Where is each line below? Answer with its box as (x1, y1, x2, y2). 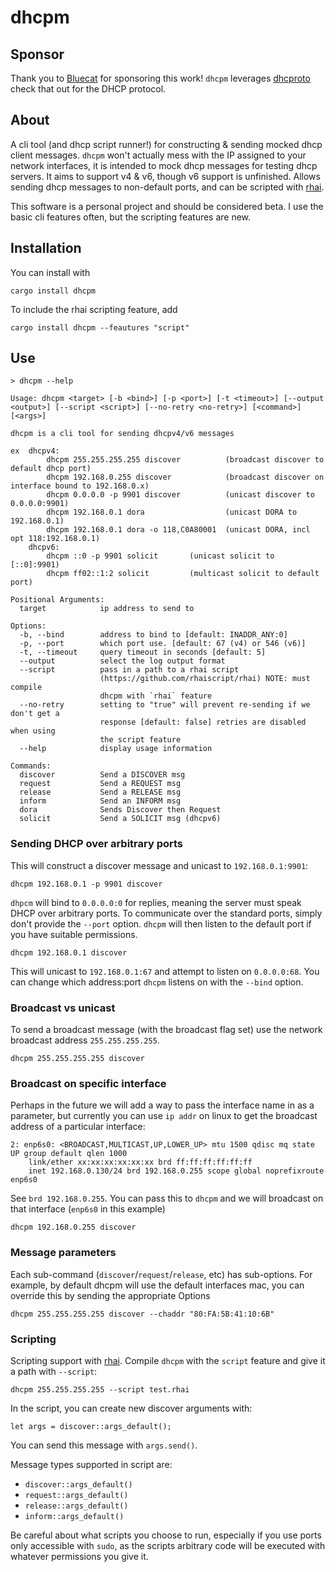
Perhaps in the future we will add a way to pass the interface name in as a (10, 1099, 315, 1111)
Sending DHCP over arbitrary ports (10, 837, 184, 851)
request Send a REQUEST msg (19, 779, 182, 789)
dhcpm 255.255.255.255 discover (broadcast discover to (46, 455, 325, 465)
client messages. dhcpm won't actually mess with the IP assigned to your (10, 149, 307, 161)
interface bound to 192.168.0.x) (10, 481, 150, 491)
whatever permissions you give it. (10, 1550, 149, 1562)
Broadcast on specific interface (10, 1076, 167, 1090)
